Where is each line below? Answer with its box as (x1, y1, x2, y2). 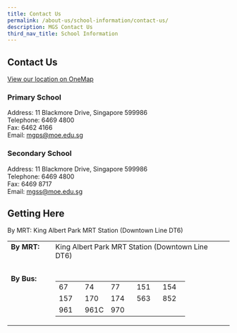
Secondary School (7, 149, 72, 159)
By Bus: (11, 274, 37, 284)
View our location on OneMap (7, 75, 94, 83)
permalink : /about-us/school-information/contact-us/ (7, 17, 169, 24)
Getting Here (7, 207, 65, 219)
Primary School (7, 92, 61, 102)
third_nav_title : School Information (7, 30, 119, 37)
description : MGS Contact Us (7, 23, 93, 30)
